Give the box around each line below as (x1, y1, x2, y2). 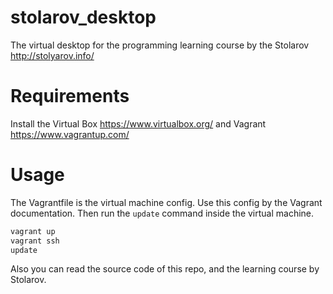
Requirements (10, 85, 130, 108)
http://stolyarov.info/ (10, 49, 95, 61)
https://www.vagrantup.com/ (10, 128, 130, 140)
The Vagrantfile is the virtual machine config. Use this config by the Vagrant (10, 196, 323, 208)
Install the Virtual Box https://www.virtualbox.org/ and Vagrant (10, 117, 267, 130)
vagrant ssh (10, 236, 60, 246)
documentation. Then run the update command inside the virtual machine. (10, 207, 315, 219)
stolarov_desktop (10, 6, 157, 29)
